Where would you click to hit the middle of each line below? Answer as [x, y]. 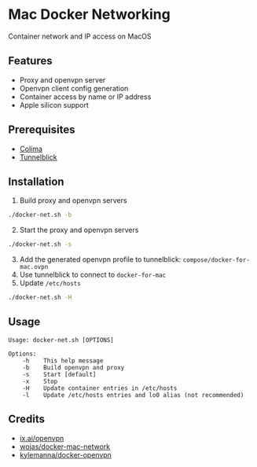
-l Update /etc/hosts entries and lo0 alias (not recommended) [133, 395]
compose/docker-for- [216, 260]
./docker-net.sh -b [40, 215]
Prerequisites [42, 130]
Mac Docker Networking [89, 15]
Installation [36, 181]
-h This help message [63, 360]
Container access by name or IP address [85, 97]
